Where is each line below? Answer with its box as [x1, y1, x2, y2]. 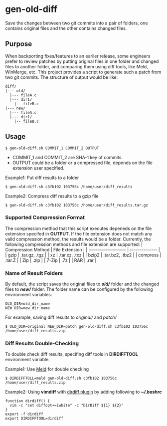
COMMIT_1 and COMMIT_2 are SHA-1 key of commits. [12, 154, 123, 160]
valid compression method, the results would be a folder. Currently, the [5, 236, 151, 242]
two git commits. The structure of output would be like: [5, 74, 118, 80]
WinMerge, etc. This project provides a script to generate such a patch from [5, 69, 162, 75]
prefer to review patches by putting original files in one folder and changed [5, 58, 159, 64]
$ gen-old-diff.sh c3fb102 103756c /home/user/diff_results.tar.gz [5, 203, 149, 208]
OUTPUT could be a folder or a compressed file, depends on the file [12, 160, 153, 166]
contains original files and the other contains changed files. [5, 25, 127, 31]
